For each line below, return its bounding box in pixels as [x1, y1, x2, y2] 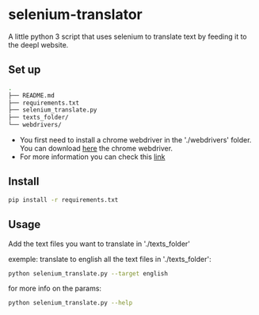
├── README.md [8, 91, 55, 100]
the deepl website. [8, 40, 69, 49]
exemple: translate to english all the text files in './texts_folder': [8, 254, 211, 264]
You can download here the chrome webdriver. [19, 144, 173, 153]
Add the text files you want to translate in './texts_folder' [8, 239, 191, 249]
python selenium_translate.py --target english [8, 269, 169, 278]
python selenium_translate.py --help [8, 299, 133, 307]
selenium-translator [8, 6, 143, 24]
